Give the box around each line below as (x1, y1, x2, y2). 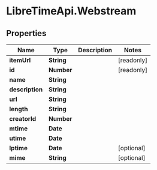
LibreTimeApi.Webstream (6, 4, 137, 18)
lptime (9, 144, 28, 152)
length (9, 105, 28, 113)
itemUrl (9, 56, 31, 64)
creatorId (9, 115, 37, 123)
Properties (6, 28, 47, 38)
